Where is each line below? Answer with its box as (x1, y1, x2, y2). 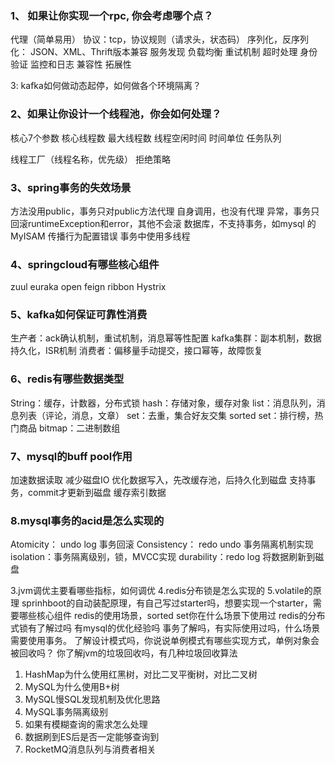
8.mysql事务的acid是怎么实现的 (10, 514, 165, 527)
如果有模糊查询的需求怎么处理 (24, 718, 148, 731)
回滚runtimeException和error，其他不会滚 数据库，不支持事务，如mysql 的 (10, 217, 317, 229)
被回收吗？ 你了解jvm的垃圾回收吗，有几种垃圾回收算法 (10, 647, 238, 659)
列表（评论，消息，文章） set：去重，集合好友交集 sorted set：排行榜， (18, 409, 315, 421)
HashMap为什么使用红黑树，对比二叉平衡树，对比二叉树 (24, 668, 258, 681)
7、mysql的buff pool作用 (10, 449, 133, 463)
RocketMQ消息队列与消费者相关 (24, 743, 157, 756)
